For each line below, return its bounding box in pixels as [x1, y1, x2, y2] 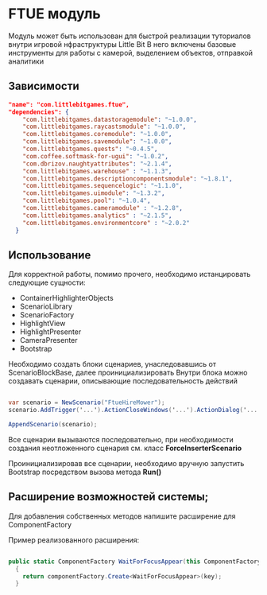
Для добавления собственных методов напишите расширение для [8, 511, 236, 521]
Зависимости [8, 80, 79, 93]
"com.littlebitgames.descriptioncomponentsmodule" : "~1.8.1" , [22, 174, 233, 183]
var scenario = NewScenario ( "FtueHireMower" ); [8, 399, 165, 406]
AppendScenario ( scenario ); [8, 421, 98, 429]
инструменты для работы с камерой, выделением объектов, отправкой [8, 48, 253, 57]
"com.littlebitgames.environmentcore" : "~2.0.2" [22, 219, 191, 227]
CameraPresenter [19, 336, 78, 345]
